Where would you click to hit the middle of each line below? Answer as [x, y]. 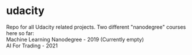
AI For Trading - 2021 [32, 46]
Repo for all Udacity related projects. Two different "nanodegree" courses [96, 27]
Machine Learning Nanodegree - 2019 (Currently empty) [75, 39]
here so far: [20, 33]
